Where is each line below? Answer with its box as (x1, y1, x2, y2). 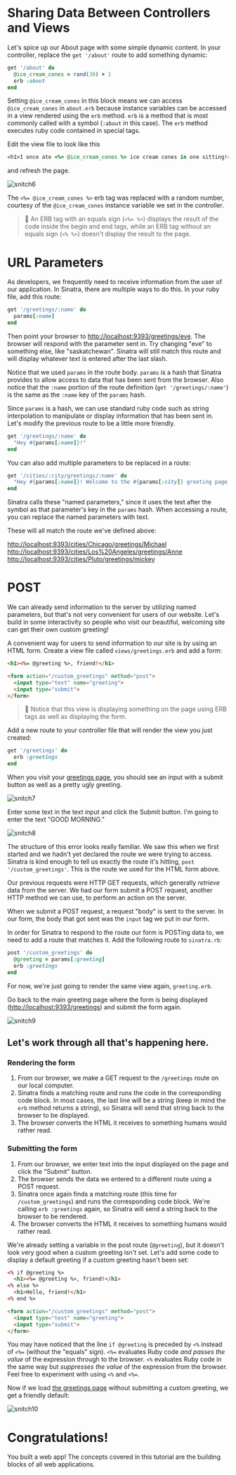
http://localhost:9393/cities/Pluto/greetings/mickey (7, 555, 156, 563)
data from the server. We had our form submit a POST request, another (7, 886, 213, 895)
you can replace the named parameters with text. (7, 513, 150, 521)
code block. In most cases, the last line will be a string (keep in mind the (17, 1096, 226, 1105)
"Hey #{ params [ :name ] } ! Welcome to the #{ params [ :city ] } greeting (13, 478, 212, 486)
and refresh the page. (7, 167, 70, 175)
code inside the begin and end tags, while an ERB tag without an (24, 222, 211, 231)
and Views (7, 20, 70, 36)
